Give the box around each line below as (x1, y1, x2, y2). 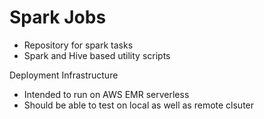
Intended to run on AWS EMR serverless (23, 88, 190, 100)
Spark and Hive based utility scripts (23, 49, 171, 61)
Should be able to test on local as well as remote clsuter (23, 99, 255, 111)
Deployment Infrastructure (9, 69, 119, 81)
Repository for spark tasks (23, 39, 134, 51)
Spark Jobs (9, 6, 107, 29)
